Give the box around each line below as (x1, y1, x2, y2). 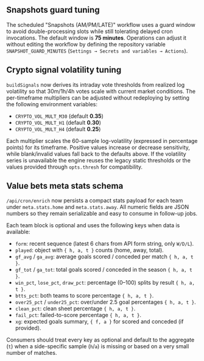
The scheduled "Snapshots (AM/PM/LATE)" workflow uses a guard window (6, 21, 196, 28)
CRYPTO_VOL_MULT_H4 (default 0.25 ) (15, 125, 101, 133)
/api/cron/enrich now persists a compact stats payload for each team (6, 197, 183, 204)
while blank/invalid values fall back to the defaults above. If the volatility (6, 150, 187, 158)
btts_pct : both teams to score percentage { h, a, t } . (15, 292, 154, 299)
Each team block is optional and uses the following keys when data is (6, 222, 180, 229)
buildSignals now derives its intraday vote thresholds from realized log (6, 81, 185, 88)
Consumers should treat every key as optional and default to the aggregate (6, 336, 195, 344)
